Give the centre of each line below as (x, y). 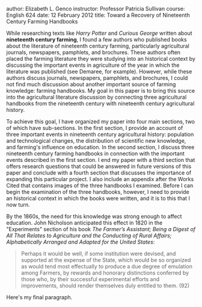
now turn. (18, 205)
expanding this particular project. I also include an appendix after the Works (100, 179)
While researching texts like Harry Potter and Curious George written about (99, 33)
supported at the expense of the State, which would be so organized (106, 260)
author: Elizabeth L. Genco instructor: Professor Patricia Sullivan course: (96, 9)
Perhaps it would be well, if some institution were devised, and (98, 253)
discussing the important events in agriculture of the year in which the (93, 65)
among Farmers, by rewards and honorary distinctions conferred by (105, 273)
